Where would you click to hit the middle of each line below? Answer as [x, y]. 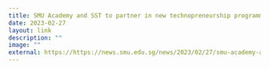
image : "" [25, 45]
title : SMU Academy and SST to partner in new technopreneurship [119, 15]
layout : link [30, 30]
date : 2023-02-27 [37, 23]
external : [25, 52]
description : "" [35, 38]
